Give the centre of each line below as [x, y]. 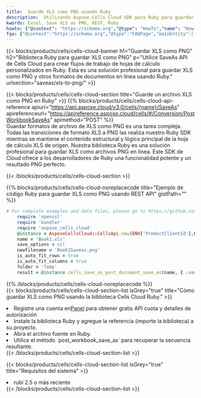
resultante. [19, 346]
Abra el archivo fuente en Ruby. [53, 333]
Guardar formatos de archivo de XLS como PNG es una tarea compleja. [94, 126]
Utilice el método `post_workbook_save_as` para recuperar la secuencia [102, 340]
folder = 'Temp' [37, 267]
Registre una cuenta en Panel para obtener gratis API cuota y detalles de [103, 308]
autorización [22, 314]
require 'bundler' [40, 222]
